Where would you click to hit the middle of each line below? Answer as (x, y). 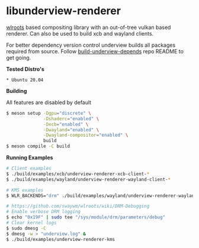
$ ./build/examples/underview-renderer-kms (61, 239)
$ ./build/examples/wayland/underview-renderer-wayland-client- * (88, 179)
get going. (19, 57)
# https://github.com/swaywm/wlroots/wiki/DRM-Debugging (78, 206)
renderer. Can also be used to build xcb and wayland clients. (80, 33)
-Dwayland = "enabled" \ (71, 130)
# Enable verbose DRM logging (44, 212)
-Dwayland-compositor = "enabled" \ (86, 135)
